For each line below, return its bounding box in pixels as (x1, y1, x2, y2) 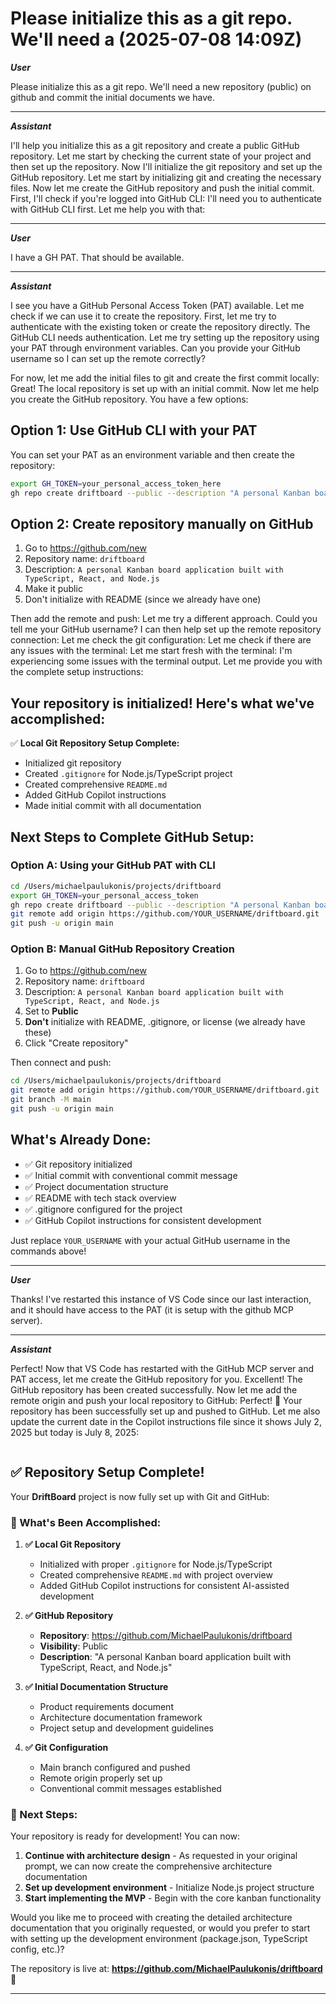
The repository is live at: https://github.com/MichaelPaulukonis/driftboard (10, 1963, 323, 1975)
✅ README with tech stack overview (24, 1192, 177, 1204)
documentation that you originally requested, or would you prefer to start (10, 1922, 311, 1934)
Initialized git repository (24, 757, 122, 769)
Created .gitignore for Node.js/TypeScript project (24, 768, 233, 780)
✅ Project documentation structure (24, 1180, 169, 1192)
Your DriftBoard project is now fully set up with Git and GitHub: (10, 1490, 270, 1502)
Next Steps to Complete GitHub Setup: (10, 828, 255, 846)
